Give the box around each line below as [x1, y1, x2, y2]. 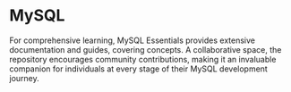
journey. [9, 72, 39, 83]
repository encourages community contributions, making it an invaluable [9, 54, 277, 64]
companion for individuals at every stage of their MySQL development [9, 63, 269, 74]
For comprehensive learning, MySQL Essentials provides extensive [9, 35, 255, 46]
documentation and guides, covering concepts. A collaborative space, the [9, 44, 282, 54]
